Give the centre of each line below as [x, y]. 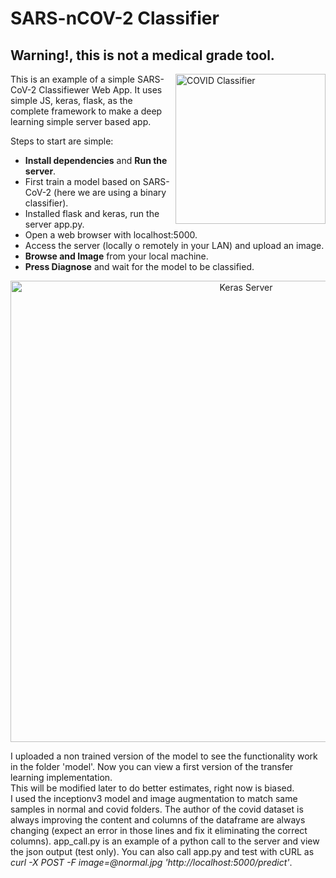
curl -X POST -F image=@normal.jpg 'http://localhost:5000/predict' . [151, 862]
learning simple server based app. [81, 121]
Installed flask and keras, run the [92, 213]
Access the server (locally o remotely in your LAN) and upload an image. [174, 245]
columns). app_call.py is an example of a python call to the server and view [165, 841]
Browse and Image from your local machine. [116, 256]
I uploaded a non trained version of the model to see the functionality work [164, 756]
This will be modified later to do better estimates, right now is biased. [152, 788]
